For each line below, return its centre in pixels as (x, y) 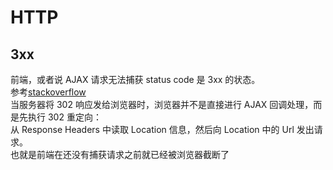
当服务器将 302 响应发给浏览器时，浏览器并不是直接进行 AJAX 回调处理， (162, 104)
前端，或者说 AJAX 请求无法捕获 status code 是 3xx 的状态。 (135, 79)
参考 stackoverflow (48, 92)
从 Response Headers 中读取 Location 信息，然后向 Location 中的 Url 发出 (162, 129)
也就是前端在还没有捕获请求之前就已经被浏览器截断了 (120, 154)
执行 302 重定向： (64, 117)
